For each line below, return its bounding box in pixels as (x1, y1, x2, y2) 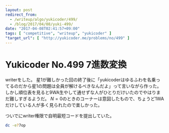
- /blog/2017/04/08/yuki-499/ (10, 21, 73, 27)
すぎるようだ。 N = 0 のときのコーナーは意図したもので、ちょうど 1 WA (18, 96, 164, 102)
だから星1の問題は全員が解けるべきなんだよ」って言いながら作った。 (18, 83, 161, 89)
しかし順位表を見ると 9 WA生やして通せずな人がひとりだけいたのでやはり (5, 89, 156, 95)
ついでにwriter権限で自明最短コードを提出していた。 (5, 112, 115, 119)
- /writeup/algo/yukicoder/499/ (10, 17, 78, 22)
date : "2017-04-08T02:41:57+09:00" (5, 26, 80, 31)
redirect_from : (5, 12, 37, 17)
